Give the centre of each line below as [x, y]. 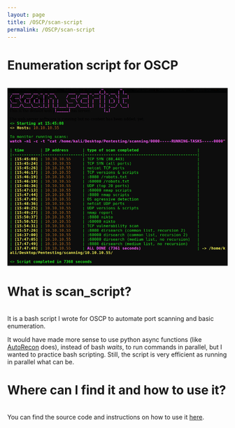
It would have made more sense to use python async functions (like [105, 339]
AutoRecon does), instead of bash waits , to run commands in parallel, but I [115, 347]
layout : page [26, 15]
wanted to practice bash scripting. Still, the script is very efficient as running [117, 354]
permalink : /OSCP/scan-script [51, 29]
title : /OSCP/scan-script [45, 22]
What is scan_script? [69, 291]
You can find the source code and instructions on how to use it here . [106, 417]
